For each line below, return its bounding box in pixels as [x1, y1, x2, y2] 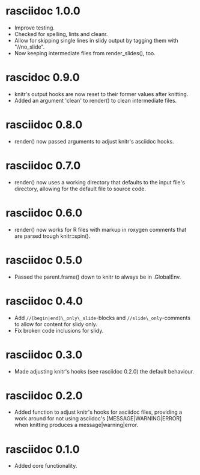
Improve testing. [14, 24, 55, 31]
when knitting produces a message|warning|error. [14, 422, 139, 429]
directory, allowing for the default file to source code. [14, 185, 147, 192]
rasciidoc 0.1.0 [5, 443, 80, 456]
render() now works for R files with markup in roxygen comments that [14, 226, 187, 233]
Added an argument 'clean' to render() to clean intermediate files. [14, 97, 177, 104]
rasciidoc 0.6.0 [5, 206, 82, 220]
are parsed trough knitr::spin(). [14, 232, 91, 240]
